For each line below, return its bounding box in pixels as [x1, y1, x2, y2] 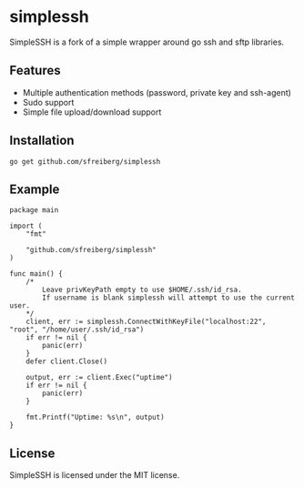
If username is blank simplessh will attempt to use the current [42, 293, 296, 302]
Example [9, 181, 60, 197]
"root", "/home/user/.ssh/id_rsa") [9, 325, 145, 334]
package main [9, 206, 59, 215]
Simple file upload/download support [22, 107, 162, 117]
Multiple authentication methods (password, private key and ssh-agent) [22, 86, 291, 97]
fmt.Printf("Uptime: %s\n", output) [25, 412, 166, 422]
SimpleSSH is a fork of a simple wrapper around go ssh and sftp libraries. [9, 36, 285, 47]
